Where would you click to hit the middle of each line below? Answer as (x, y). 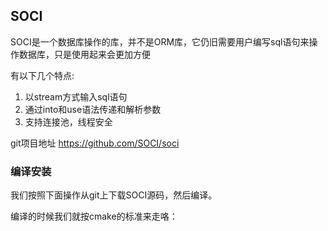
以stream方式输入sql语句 (76, 96)
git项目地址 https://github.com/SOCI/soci (95, 143)
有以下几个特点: (42, 75)
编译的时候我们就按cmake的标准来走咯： (94, 216)
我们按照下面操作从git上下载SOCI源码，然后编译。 (114, 195)
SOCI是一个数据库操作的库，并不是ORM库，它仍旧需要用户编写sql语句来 (160, 41)
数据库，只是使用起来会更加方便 (84, 54)
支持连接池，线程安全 (68, 121)
